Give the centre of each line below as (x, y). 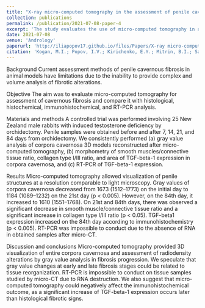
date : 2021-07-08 (28, 35)
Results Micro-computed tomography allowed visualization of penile (92, 176)
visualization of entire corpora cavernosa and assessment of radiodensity (99, 253)
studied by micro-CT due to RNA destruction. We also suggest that (90, 279)
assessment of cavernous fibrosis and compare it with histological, (90, 100)
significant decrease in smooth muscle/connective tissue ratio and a (92, 208)
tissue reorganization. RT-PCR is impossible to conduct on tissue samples (99, 272)
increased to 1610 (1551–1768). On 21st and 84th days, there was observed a (102, 202)
